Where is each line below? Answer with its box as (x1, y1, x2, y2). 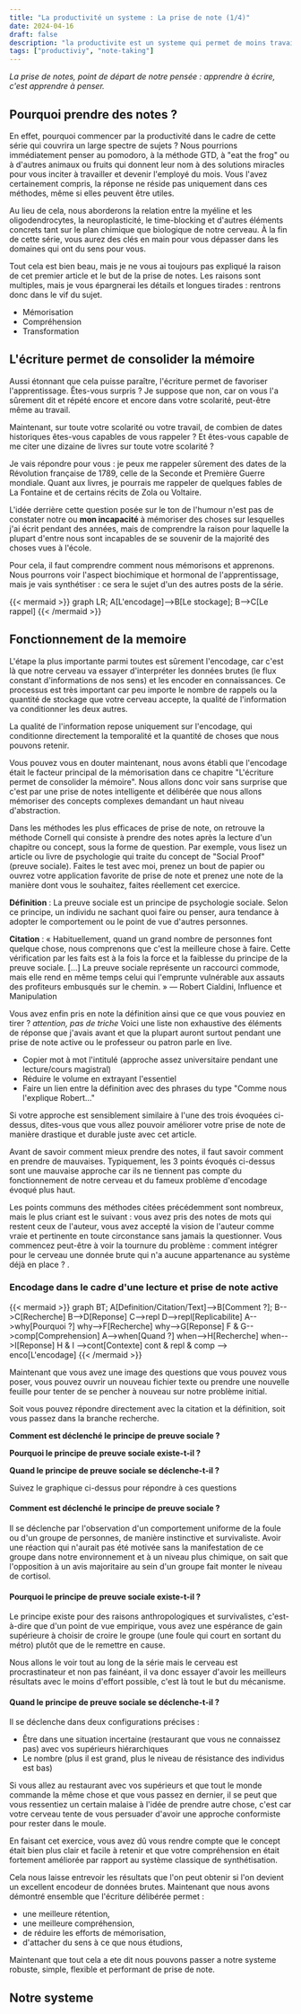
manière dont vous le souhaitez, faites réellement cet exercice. (9, 879, 240, 890)
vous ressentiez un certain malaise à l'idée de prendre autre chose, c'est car (9, 1799, 292, 1810)
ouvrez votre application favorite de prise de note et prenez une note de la (9, 870, 284, 881)
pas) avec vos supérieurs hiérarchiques (21, 1744, 168, 1755)
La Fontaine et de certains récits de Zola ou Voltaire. (9, 487, 202, 497)
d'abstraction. (9, 805, 61, 815)
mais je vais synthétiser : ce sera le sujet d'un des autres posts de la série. (9, 578, 284, 589)
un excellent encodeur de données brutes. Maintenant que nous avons (9, 1882, 271, 1893)
